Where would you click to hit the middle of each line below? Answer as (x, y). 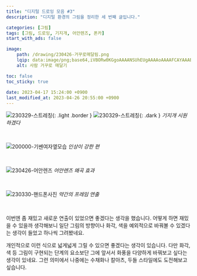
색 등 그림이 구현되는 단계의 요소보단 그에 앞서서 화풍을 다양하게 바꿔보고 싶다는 (97, 253)
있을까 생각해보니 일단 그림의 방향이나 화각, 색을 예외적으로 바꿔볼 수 (96, 225)
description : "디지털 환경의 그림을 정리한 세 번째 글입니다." (73, 17)
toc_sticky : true (27, 82)
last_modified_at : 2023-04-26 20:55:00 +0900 (62, 98)
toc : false (19, 76)
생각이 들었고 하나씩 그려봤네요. (48, 233)
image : (14, 49)
